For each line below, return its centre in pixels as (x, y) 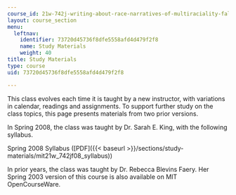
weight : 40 (36, 53)
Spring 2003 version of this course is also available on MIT (92, 177)
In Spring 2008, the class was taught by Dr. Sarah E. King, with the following (117, 127)
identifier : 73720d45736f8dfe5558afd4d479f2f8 (89, 40)
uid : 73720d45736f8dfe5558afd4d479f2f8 (66, 72)
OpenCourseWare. (34, 184)
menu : (15, 27)
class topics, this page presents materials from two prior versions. (103, 114)
